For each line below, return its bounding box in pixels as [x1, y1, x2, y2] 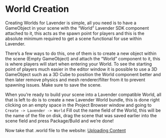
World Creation [5, 3, 69, 15]
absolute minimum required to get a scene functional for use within [5, 36, 142, 42]
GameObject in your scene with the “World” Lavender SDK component [5, 25, 149, 31]
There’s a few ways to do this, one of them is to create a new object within [5, 50, 157, 56]
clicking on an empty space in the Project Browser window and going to [5, 102, 152, 108]
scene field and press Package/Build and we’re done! [5, 118, 114, 124]
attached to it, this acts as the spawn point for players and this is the [5, 30, 145, 36]
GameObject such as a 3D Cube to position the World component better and [5, 71, 161, 77]
